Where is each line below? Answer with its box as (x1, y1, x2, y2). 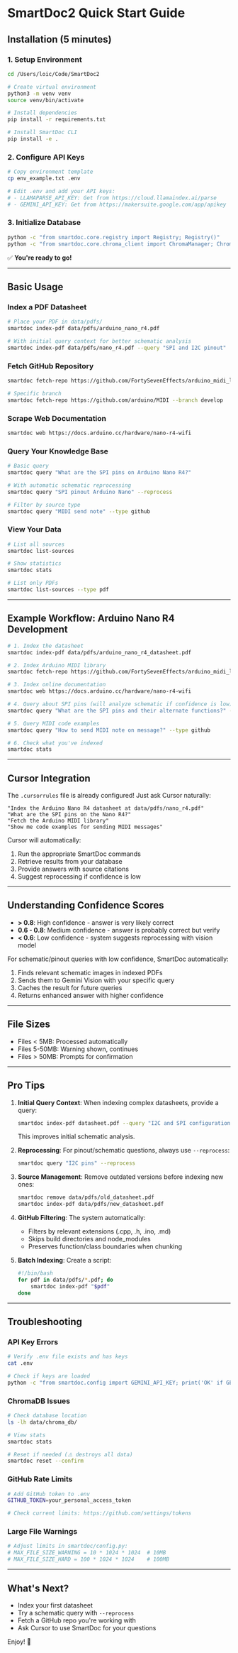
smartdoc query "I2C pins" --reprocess (17, 1160, 136, 1167)
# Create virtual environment (7, 83, 97, 90)
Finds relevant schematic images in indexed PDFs (17, 968, 163, 977)
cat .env (7, 1360, 33, 1367)
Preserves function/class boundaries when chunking (28, 1242, 183, 1251)
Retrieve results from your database (17, 857, 123, 866)
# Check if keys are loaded (7, 1372, 91, 1380)
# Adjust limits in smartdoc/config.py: (7, 1542, 129, 1550)
